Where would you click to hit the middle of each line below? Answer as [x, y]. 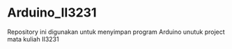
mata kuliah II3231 [33, 39]
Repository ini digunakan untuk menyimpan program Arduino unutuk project [116, 32]
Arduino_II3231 [52, 13]
